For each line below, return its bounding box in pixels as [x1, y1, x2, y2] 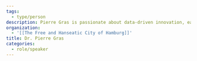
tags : [6, 8, 19, 15]
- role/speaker [11, 46, 49, 52]
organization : [6, 24, 41, 31]
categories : [6, 41, 35, 47]
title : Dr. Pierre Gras [6, 35, 64, 41]
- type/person [11, 14, 46, 20]
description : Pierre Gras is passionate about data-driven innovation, [6, 19, 185, 25]
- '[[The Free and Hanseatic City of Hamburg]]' [11, 30, 133, 36]
